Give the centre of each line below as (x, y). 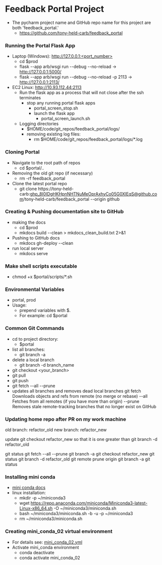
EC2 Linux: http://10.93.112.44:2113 (47, 87)
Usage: (19, 305)
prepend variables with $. (45, 310)
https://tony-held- (56, 189)
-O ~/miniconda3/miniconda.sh (85, 508)
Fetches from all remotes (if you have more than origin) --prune (76, 401)
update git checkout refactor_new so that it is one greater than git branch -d (81, 439)
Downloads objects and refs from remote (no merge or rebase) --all (80, 396)
